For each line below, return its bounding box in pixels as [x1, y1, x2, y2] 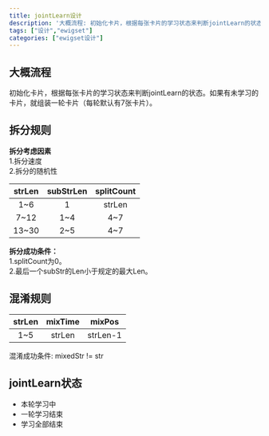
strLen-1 [87, 329, 122, 340]
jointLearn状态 [9, 376, 82, 391]
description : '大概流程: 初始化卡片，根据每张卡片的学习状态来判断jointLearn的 [9, 19, 251, 27]
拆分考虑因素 [9, 146, 51, 155]
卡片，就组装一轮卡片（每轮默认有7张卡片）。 [9, 98, 156, 108]
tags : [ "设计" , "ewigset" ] [9, 26, 93, 34]
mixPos [89, 316, 119, 327]
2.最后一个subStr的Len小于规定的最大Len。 [9, 266, 152, 276]
